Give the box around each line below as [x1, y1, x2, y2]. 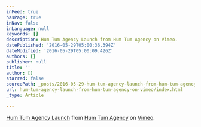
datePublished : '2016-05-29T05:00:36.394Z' [6, 43, 117, 49]
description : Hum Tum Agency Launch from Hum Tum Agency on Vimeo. [6, 37, 178, 43]
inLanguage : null [6, 25, 50, 32]
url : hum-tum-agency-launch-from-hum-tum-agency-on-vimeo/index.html [6, 87, 184, 93]
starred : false [6, 75, 44, 81]
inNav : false [6, 20, 39, 26]
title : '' [6, 64, 31, 71]
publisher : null [6, 59, 47, 65]
